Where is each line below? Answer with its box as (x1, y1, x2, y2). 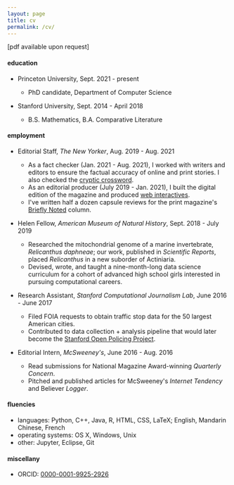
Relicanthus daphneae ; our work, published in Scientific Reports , (27, 247, 216, 256)
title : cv (7, 17, 37, 24)
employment (7, 131, 46, 140)
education (7, 58, 38, 67)
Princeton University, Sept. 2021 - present (17, 75, 139, 83)
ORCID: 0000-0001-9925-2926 (17, 470, 109, 479)
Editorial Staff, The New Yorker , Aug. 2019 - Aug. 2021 (17, 147, 175, 155)
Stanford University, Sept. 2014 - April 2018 (17, 101, 144, 110)
